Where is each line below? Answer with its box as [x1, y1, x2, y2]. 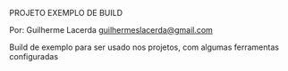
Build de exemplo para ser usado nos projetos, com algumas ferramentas [9, 42, 280, 52]
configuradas [9, 51, 59, 61]
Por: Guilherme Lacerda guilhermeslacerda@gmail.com [9, 25, 213, 35]
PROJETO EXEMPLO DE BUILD [9, 8, 123, 18]
